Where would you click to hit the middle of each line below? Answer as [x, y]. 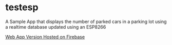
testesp [22, 7]
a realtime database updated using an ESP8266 [56, 27]
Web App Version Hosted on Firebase [45, 37]
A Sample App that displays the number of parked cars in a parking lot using [86, 21]
